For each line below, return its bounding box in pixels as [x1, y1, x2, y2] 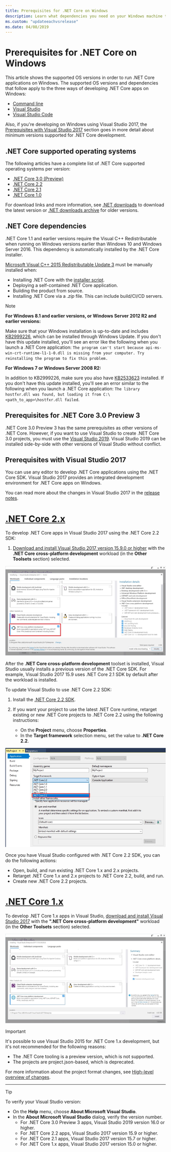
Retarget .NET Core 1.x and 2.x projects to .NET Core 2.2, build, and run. [12, 873, 164, 879]
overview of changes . [5, 1074, 51, 1080]
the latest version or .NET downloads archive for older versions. [5, 207, 139, 213]
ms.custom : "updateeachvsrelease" [5, 19, 79, 24]
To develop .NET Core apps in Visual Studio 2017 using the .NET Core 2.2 [5, 530, 159, 536]
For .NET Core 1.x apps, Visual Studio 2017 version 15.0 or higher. [20, 1141, 157, 1147]
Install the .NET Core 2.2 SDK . [12, 696, 76, 703]
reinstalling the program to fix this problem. [5, 356, 108, 361]
